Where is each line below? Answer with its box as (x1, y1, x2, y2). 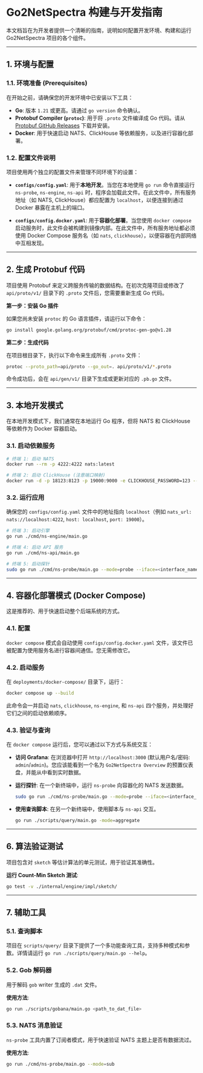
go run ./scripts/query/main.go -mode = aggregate (14, 817, 140, 824)
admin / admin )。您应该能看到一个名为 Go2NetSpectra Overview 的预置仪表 (14, 761, 193, 768)
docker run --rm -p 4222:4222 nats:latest (6, 461, 115, 467)
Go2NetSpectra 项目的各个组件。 (6, 34, 89, 41)
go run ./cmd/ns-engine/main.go (6, 533, 88, 540)
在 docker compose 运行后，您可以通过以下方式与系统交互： (6, 741, 153, 748)
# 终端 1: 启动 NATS (6, 456, 54, 462)
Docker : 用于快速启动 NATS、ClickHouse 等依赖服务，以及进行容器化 (14, 129, 188, 137)
